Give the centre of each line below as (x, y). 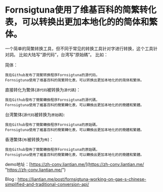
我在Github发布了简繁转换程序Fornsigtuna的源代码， (52, 75)
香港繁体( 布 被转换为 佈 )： (30, 139)
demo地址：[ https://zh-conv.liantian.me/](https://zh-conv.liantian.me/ (74, 164)
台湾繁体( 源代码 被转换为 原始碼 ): (35, 114)
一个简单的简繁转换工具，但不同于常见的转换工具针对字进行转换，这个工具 (79, 48)
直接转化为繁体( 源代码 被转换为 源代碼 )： (43, 90)
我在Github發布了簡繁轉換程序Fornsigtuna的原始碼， (52, 125)
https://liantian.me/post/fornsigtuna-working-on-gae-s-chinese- (82, 179)
